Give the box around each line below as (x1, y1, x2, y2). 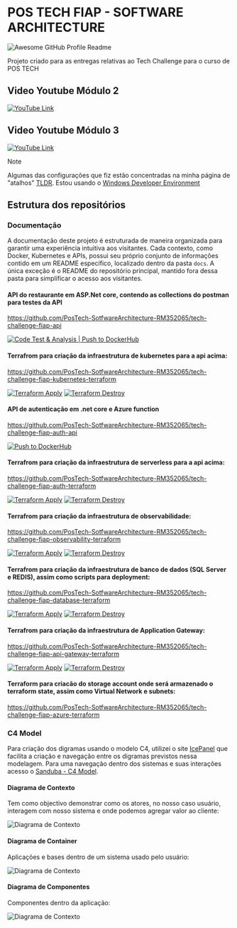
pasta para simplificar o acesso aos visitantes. (7, 274, 143, 283)
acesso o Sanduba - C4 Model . (7, 767, 99, 776)
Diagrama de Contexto (7, 783, 75, 791)
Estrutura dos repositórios (7, 198, 126, 210)
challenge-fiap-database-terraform (7, 596, 111, 604)
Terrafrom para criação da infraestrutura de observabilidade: (7, 511, 192, 520)
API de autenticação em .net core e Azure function (7, 405, 160, 413)
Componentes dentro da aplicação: (7, 898, 111, 907)
